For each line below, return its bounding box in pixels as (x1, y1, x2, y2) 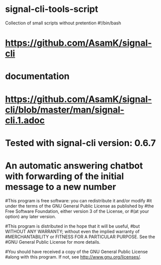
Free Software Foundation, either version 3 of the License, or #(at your (5, 208, 150, 214)
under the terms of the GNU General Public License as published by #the (5, 203, 154, 209)
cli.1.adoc (5, 114, 45, 126)
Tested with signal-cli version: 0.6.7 (5, 137, 156, 149)
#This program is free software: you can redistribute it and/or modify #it (5, 197, 152, 203)
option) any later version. (5, 213, 56, 219)
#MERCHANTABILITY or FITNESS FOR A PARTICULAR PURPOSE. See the (5, 234, 155, 240)
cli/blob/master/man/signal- (5, 104, 125, 115)
